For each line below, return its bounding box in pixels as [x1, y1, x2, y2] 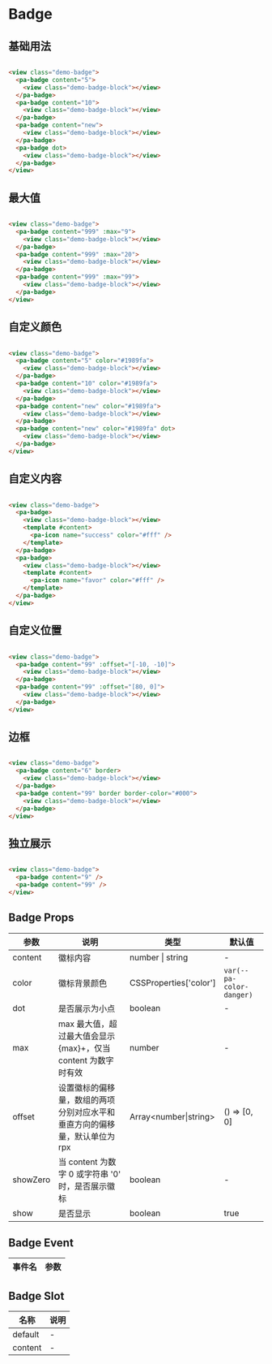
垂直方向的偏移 [57, 1118, 116, 1129]
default [12, 1329, 40, 1340]
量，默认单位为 [57, 1130, 116, 1142]
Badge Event [8, 1236, 74, 1250]
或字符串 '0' [75, 1168, 121, 1180]
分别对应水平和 [57, 1106, 116, 1117]
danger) [223, 990, 253, 999]
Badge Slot [8, 1288, 65, 1303]
